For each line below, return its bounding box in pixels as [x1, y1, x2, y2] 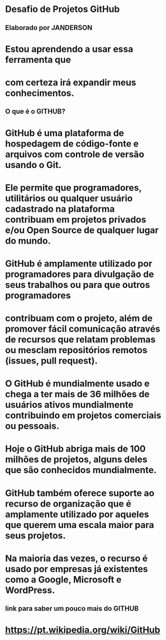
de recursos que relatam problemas [5, 334, 156, 345]
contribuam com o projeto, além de [5, 313, 153, 324]
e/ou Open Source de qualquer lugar [5, 224, 159, 236]
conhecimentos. [5, 87, 75, 98]
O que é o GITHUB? [5, 107, 66, 116]
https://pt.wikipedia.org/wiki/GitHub [5, 625, 161, 636]
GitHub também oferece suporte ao [5, 487, 155, 499]
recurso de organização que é [5, 498, 132, 509]
